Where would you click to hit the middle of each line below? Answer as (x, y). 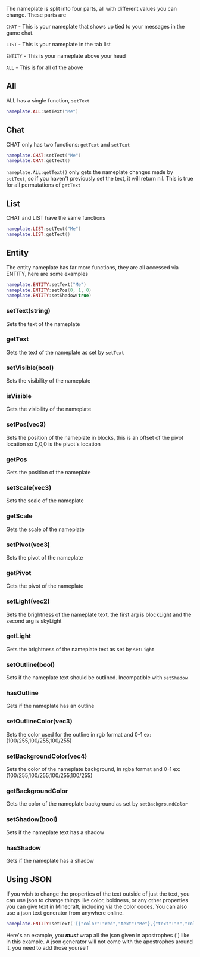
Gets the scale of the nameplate (45, 529)
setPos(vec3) (26, 424)
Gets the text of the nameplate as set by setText (65, 352)
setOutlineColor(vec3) (39, 722)
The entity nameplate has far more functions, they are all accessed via (93, 267)
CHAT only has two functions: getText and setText (68, 144)
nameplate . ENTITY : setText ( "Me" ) (46, 285)
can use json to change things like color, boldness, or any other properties (97, 900)
